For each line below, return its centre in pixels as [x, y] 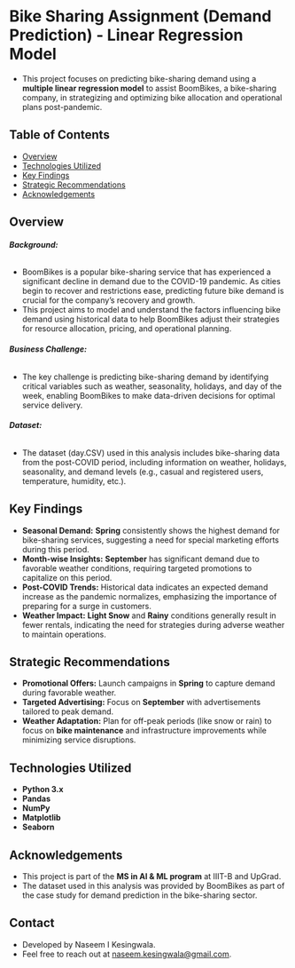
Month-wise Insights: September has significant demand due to [140, 559]
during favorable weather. [69, 693]
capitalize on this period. [67, 577]
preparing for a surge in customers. [87, 606]
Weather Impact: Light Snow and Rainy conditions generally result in [149, 615]
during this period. [56, 549]
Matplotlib [41, 818]
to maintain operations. [64, 634]
